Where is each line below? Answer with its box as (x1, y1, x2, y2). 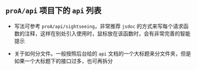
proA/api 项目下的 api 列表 (5, 5, 102, 16)
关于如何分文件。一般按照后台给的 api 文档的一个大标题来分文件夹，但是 (14, 50, 192, 57)
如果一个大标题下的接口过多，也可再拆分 (14, 57, 113, 64)
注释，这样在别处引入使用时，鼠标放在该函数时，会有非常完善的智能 (24, 30, 190, 37)
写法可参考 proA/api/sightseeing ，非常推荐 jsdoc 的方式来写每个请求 (14, 23, 184, 30)
